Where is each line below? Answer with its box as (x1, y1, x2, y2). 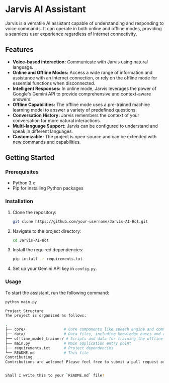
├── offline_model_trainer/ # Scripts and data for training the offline (5, 336, 163, 341)
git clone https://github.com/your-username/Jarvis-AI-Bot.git (12, 219, 148, 224)
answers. (12, 96, 32, 102)
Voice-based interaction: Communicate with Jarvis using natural (12, 59, 148, 65)
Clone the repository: (12, 209, 57, 215)
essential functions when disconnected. (12, 80, 96, 86)
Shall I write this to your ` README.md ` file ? (5, 373, 105, 378)
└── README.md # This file (5, 350, 89, 355)
